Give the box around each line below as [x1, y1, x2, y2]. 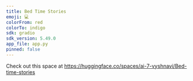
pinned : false [6, 47, 41, 52]
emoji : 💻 [6, 14, 29, 20]
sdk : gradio [6, 30, 35, 36]
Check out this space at [6, 62, 63, 69]
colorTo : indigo [6, 24, 45, 31]
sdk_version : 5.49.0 [6, 36, 57, 41]
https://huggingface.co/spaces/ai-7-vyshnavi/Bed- [64, 62, 187, 69]
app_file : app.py [6, 41, 48, 47]
